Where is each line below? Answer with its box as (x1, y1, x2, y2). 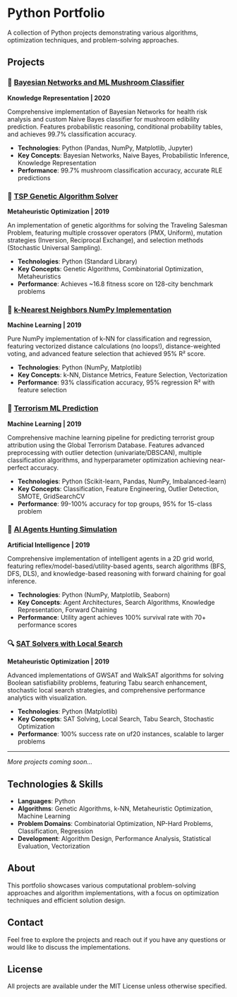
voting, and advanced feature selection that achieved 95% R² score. (7, 350, 206, 358)
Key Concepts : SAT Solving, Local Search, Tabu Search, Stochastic (17, 715, 214, 724)
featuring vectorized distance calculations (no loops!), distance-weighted (7, 342, 221, 350)
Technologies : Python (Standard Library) (17, 256, 138, 266)
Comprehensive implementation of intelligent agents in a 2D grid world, (7, 554, 214, 562)
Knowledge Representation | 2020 (7, 93, 111, 102)
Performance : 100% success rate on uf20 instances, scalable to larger (17, 730, 224, 738)
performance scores (17, 620, 78, 629)
